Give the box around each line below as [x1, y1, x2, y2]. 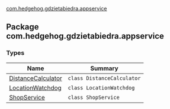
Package [6, 22, 40, 32]
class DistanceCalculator [68, 75, 141, 81]
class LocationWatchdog [68, 84, 135, 91]
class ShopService [68, 94, 120, 101]
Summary [90, 64, 118, 72]
